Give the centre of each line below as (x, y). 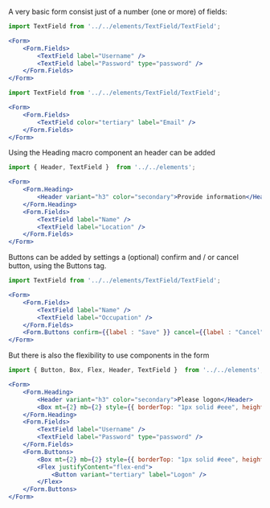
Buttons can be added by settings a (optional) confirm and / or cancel (124, 258)
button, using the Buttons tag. (57, 266)
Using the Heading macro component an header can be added (112, 153)
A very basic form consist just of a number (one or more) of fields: (118, 12)
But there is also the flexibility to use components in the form (109, 355)
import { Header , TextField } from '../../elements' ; (102, 167)
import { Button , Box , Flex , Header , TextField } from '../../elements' (135, 370)
